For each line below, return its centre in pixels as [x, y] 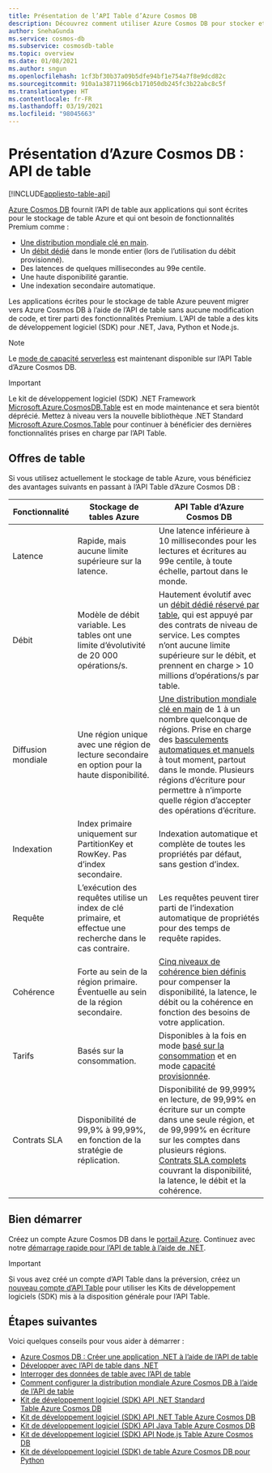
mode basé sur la [192, 1046]
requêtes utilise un [113, 897]
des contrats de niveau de [208, 625]
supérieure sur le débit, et [208, 655]
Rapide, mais [102, 540]
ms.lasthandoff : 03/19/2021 [56, 106]
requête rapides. [190, 938]
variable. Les [102, 625]
